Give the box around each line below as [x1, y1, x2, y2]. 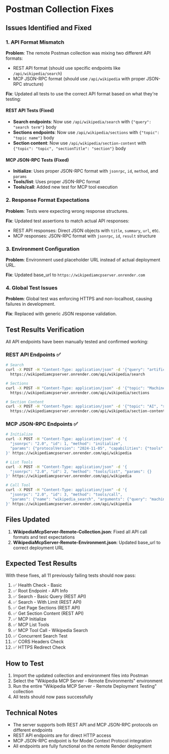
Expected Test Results [6, 559, 77, 568]
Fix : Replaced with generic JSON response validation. [6, 311, 117, 317]
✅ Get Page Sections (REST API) [13, 605, 81, 611]
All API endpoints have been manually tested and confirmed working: [6, 338, 148, 344]
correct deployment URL [13, 545, 64, 551]
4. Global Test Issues [6, 284, 58, 291]
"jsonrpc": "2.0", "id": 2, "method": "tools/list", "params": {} [10, 469, 152, 474]
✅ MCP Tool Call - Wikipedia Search [13, 627, 88, 634]
